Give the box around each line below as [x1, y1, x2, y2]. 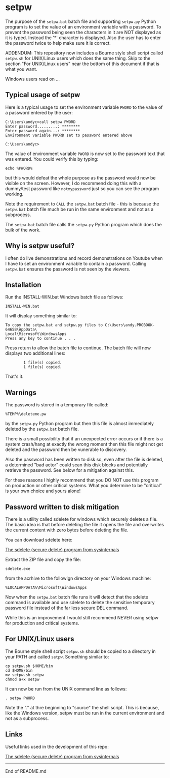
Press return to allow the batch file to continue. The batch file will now [5, 345, 151, 351]
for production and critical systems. [5, 620, 79, 626]
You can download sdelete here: [5, 537, 72, 543]
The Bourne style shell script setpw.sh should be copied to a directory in [5, 648, 156, 654]
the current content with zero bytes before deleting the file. [5, 527, 129, 533]
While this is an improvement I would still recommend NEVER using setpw [5, 615, 159, 620]
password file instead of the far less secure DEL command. [5, 605, 129, 611]
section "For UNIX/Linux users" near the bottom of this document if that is [5, 61, 159, 67]
